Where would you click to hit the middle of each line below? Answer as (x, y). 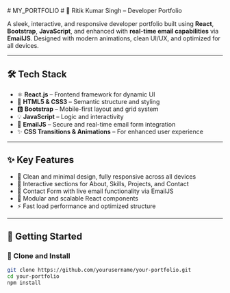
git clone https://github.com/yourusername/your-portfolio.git (99, 270)
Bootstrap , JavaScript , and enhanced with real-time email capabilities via (113, 31)
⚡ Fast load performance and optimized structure (86, 206)
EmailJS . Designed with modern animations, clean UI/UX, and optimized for (114, 38)
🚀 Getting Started (45, 237)
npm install (24, 283)
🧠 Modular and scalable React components (78, 198)
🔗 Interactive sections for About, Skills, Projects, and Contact (103, 183)
